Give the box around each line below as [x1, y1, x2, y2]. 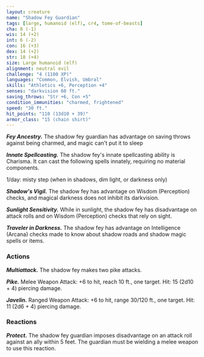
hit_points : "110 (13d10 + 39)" [6, 111, 88, 117]
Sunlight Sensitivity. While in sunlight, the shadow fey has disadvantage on [6, 206, 197, 213]
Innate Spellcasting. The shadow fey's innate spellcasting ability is [6, 151, 175, 159]
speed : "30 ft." [6, 105, 47, 111]
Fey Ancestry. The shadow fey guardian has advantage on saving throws [6, 133, 191, 140]
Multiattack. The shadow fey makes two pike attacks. [6, 266, 142, 274]
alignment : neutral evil [6, 65, 69, 72]
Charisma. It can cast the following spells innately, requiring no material [6, 158, 186, 165]
